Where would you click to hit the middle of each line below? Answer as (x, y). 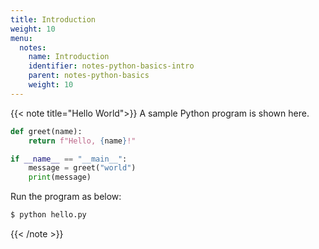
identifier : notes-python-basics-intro (111, 66)
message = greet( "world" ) (82, 168)
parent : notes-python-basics (89, 76)
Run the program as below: (66, 197)
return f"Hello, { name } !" (82, 141)
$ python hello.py (48, 215)
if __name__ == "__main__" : (69, 159)
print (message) (60, 177)
